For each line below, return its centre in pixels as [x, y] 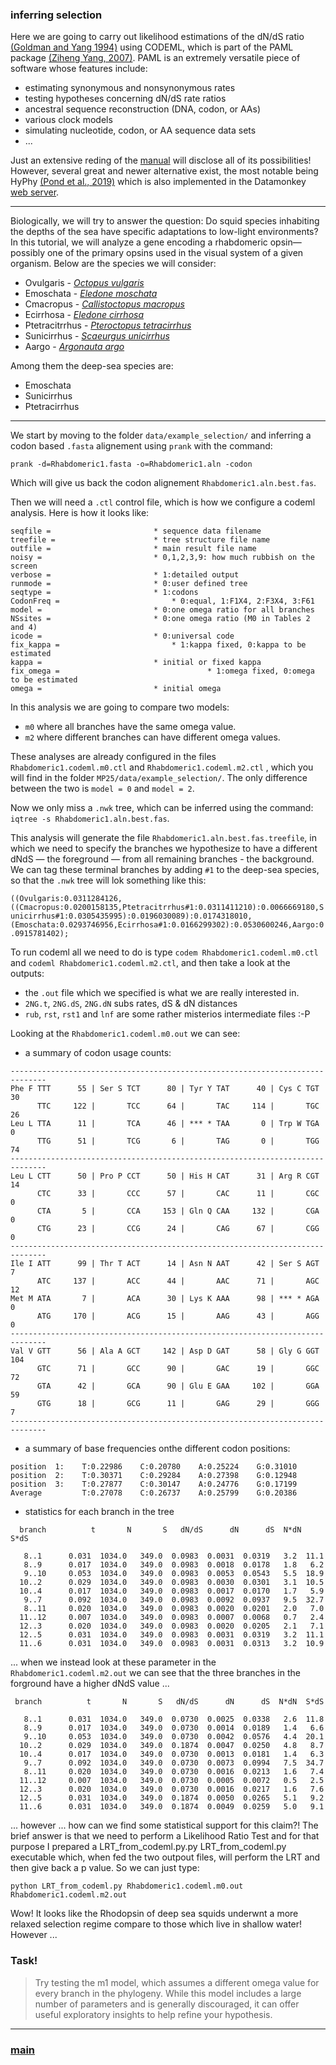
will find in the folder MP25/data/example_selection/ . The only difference [159, 778]
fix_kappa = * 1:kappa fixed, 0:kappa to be [158, 645]
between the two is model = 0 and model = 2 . [102, 789]
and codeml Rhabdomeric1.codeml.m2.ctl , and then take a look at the [150, 963]
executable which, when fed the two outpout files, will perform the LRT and [165, 1857]
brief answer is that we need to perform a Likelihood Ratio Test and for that [165, 1836]
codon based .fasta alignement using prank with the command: [141, 446]
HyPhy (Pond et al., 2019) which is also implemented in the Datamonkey [158, 182]
